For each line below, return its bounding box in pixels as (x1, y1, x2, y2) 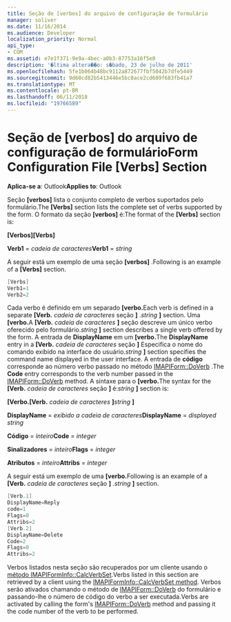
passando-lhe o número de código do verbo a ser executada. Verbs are (7, 592, 209, 601)
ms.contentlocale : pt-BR (7, 87, 79, 94)
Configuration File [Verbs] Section (7, 160, 208, 175)
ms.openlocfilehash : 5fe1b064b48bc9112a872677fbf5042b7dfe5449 (7, 68, 193, 75)
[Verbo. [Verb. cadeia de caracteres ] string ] (7, 398, 134, 406)
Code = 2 (7, 538, 26, 545)
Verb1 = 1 (7, 285, 30, 292)
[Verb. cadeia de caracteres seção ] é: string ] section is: (7, 384, 169, 393)
